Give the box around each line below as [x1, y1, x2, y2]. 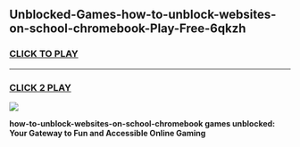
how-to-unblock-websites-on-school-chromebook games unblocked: [9, 118, 276, 128]
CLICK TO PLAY [9, 48, 79, 61]
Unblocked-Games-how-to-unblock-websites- [9, 7, 277, 22]
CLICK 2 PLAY [9, 81, 71, 94]
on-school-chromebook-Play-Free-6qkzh [9, 21, 246, 37]
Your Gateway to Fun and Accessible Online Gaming [9, 127, 206, 138]
